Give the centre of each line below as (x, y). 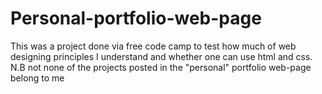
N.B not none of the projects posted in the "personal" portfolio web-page (161, 67)
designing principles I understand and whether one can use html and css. (161, 56)
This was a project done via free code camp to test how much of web (153, 46)
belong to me (37, 78)
